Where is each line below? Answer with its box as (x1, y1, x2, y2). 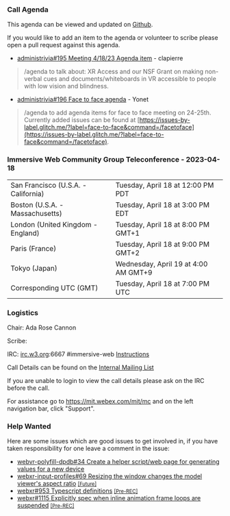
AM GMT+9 (115, 267, 153, 277)
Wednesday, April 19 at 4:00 (115, 259, 208, 269)
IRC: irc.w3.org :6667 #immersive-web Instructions (7, 349, 149, 358)
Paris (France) (10, 243, 57, 253)
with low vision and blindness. (23, 82, 110, 90)
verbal (23, 75, 42, 83)
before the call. (7, 384, 50, 392)
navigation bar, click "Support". (7, 404, 95, 413)
